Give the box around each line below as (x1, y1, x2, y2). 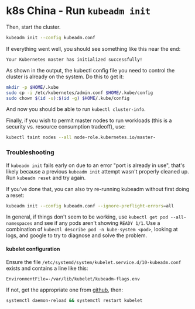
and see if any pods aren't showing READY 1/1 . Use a (33, 220, 160, 227)
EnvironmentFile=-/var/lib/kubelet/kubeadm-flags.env (6, 276, 141, 282)
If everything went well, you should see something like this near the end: (6, 45, 181, 52)
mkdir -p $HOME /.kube (6, 84, 59, 90)
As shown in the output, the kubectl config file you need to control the (6, 67, 175, 74)
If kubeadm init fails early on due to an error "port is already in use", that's (6, 162, 185, 169)
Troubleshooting (6, 148, 54, 157)
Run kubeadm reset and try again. (6, 174, 86, 181)
